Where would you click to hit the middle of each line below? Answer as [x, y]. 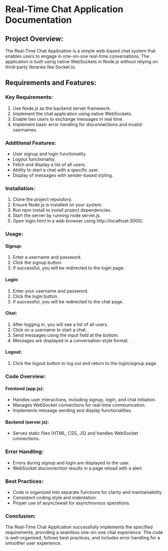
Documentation [39, 20]
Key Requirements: [29, 97]
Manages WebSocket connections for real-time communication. [79, 405]
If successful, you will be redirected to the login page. [69, 268]
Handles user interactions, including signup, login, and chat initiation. [85, 400]
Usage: [14, 234]
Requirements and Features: [51, 83]
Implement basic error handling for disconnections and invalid [77, 124]
